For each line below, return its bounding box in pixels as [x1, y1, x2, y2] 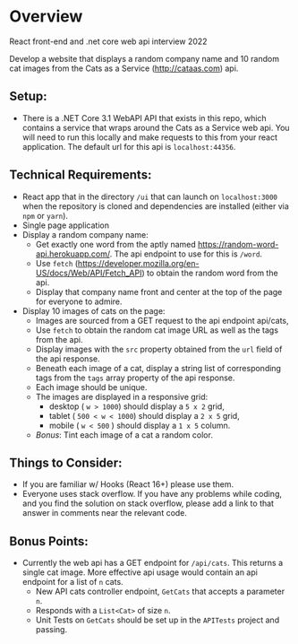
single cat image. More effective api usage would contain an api [21, 567, 258, 578]
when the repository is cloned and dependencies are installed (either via [21, 200, 289, 212]
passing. [35, 624, 68, 635]
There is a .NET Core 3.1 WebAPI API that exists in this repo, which [21, 112, 267, 123]
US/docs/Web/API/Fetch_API [35, 267, 142, 278]
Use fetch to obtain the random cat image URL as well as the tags [35, 325, 279, 335]
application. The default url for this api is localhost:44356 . [21, 141, 236, 152]
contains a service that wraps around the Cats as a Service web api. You [21, 122, 290, 133]
